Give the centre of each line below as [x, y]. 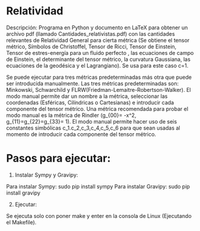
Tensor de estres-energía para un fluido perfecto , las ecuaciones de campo [100, 53]
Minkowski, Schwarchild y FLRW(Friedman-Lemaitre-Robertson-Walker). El [99, 90]
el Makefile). [21, 222]
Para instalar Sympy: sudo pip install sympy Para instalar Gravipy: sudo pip [98, 186]
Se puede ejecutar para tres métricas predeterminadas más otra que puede [99, 77]
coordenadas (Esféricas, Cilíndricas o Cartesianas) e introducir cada [90, 102]
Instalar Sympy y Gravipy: [47, 175]
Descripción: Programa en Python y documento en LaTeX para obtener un [97, 27]
